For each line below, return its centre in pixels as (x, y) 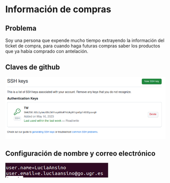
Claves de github (33, 67)
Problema (21, 28)
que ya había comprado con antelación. (47, 51)
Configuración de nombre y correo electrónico (80, 153)
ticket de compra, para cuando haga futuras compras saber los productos (83, 46)
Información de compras (58, 9)
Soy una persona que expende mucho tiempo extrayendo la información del (85, 40)
